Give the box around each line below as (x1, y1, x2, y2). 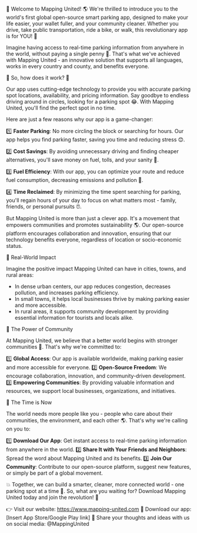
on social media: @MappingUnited (6, 521, 89, 527)
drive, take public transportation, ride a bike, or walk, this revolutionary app (6, 27, 188, 33)
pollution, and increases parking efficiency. (14, 289, 119, 296)
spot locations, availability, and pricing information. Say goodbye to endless (6, 92, 189, 99)
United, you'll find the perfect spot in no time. (6, 104, 116, 111)
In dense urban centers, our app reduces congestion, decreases (14, 283, 171, 290)
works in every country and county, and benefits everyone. (6, 63, 149, 69)
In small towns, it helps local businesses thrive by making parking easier (14, 296, 190, 302)
